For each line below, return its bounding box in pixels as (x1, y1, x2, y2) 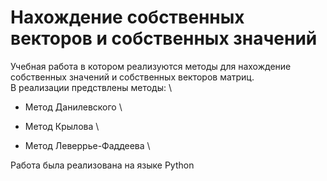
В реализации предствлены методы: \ (10, 81, 173, 93)
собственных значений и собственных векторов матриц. (10, 71, 255, 83)
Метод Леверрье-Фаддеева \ (24, 139, 151, 151)
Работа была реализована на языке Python (10, 159, 195, 171)
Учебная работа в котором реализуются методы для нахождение (10, 60, 292, 72)
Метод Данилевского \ (24, 101, 123, 113)
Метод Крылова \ (24, 120, 100, 132)
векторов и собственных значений (10, 27, 318, 50)
